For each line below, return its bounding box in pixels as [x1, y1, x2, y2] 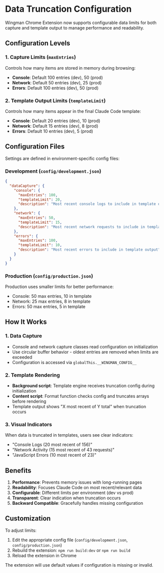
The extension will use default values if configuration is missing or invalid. [5, 562, 154, 568]
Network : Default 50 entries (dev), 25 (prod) [12, 79, 102, 85]
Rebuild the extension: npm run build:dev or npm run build [12, 547, 131, 553]
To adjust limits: [5, 527, 37, 533]
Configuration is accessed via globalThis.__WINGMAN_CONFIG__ [12, 359, 137, 365]
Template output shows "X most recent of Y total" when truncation [12, 403, 146, 409]
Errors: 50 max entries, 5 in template [12, 303, 86, 310]
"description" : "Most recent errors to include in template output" [18, 247, 161, 252]
